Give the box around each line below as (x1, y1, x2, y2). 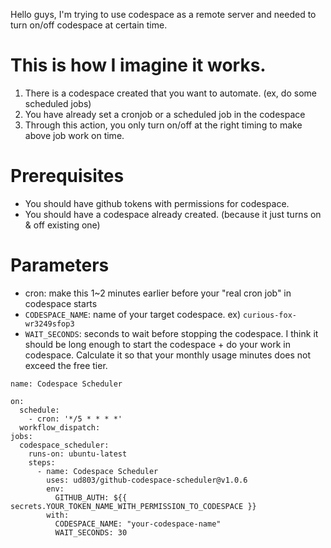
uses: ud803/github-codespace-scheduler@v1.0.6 (46, 475, 248, 485)
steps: (28, 457, 56, 468)
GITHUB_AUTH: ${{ (54, 492, 128, 503)
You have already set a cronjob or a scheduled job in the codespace (24, 108, 306, 120)
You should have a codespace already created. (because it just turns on (24, 208, 322, 220)
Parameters (10, 254, 110, 277)
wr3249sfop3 (24, 319, 75, 329)
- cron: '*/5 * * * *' (28, 414, 123, 424)
